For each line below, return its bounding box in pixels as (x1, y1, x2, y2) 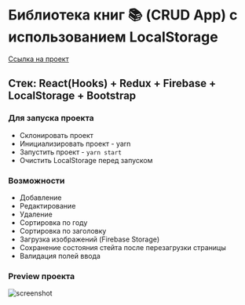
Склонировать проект (19, 130, 94, 140)
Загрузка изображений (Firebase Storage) (19, 234, 160, 244)
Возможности (8, 175, 65, 186)
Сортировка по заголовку (19, 226, 107, 235)
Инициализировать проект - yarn (19, 139, 131, 148)
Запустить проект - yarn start (19, 147, 122, 157)
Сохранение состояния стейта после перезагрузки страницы (19, 242, 226, 252)
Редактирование (19, 201, 76, 210)
